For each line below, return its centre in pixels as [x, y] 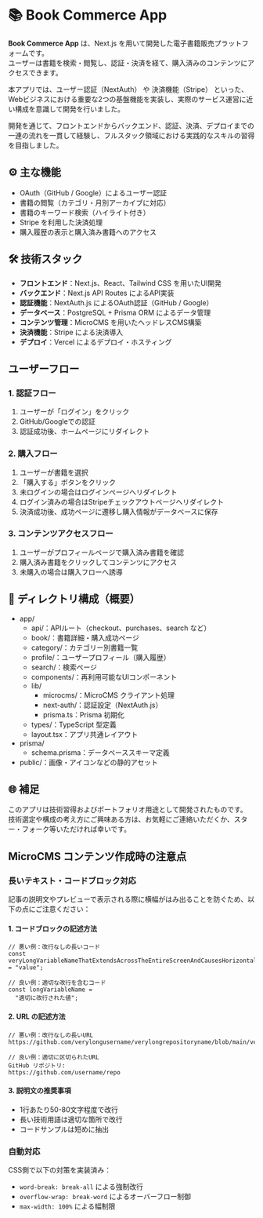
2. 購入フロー [33, 454]
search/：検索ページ [64, 667]
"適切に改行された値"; [47, 998]
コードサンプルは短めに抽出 [64, 1129]
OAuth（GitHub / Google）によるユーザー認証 [93, 192]
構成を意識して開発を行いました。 [70, 109]
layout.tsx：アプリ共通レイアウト [85, 734]
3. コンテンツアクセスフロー [61, 534]
